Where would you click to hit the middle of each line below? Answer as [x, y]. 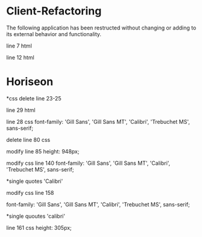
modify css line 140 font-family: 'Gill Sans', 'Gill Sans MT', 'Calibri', [88, 163]
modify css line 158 [30, 192]
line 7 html [19, 46]
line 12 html [20, 57]
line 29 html [21, 110]
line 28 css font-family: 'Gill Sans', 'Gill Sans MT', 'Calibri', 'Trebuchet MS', [98, 122]
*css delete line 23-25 [34, 98]
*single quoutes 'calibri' [36, 216]
